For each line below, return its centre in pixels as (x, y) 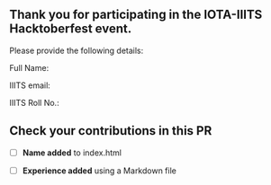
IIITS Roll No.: (35, 102)
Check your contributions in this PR (111, 131)
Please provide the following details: (77, 50)
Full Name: (29, 67)
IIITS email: (30, 85)
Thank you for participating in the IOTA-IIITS (136, 15)
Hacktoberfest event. (71, 29)
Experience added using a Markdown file (99, 171)
